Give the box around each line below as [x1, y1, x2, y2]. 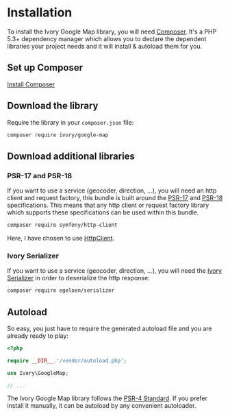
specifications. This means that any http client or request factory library [7, 201, 209, 210]
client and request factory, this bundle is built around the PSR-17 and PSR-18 [7, 194, 223, 202]
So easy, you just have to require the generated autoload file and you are [7, 324, 212, 332]
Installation [7, 5, 73, 21]
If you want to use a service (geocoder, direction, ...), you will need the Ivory [7, 267, 222, 275]
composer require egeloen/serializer [7, 287, 115, 294]
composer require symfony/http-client [7, 221, 118, 229]
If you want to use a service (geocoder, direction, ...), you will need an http [7, 186, 217, 195]
